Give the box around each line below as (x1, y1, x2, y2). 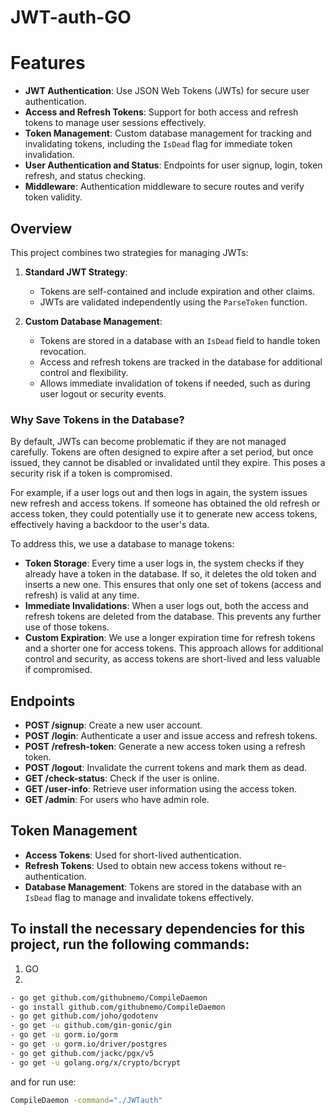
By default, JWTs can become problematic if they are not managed (10, 436, 287, 448)
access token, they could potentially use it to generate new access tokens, (10, 508, 318, 520)
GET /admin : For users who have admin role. (24, 794, 210, 806)
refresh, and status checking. (24, 170, 147, 182)
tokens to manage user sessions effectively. (24, 117, 207, 129)
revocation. (39, 345, 87, 357)
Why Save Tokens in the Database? (10, 412, 185, 426)
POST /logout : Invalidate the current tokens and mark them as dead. (24, 762, 307, 774)
